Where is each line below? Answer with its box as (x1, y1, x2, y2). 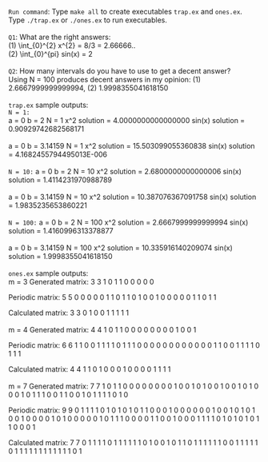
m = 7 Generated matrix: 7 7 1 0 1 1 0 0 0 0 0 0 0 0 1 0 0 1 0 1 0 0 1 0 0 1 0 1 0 (8, 381, 258, 391)
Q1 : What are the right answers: (8, 32, 111, 42)
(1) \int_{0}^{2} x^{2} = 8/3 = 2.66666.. (8, 41, 136, 50)
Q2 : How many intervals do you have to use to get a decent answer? (8, 66, 231, 75)
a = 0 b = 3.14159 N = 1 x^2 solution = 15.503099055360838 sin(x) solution (8, 141, 255, 150)
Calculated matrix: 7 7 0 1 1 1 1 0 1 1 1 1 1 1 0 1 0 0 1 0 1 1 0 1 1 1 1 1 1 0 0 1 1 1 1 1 (8, 438, 258, 447)
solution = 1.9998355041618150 (8, 252, 113, 261)
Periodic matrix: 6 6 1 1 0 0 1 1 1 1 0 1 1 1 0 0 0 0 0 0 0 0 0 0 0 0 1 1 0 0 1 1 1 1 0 (8, 341, 260, 350)
